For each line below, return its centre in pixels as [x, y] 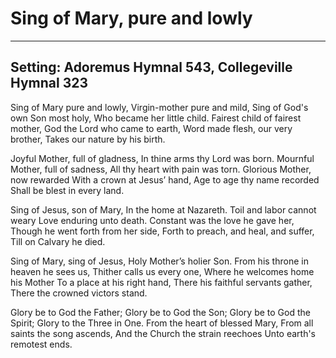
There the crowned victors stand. [79, 293]
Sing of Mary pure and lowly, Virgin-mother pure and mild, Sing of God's [159, 107]
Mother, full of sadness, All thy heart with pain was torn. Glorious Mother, [161, 169]
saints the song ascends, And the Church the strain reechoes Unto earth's [163, 333]
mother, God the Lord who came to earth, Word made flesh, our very [151, 128]
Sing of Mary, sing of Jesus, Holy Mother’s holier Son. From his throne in [159, 261]
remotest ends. [41, 344]
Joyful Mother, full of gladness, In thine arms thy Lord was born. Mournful [162, 158]
